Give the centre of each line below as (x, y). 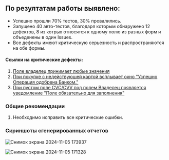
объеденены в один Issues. (43, 37)
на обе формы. (29, 48)
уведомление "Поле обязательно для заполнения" (69, 93)
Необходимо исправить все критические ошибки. (68, 117)
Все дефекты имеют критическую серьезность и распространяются (88, 43)
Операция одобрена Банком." (45, 82)
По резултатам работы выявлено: (63, 8)
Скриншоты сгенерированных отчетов (57, 131)
